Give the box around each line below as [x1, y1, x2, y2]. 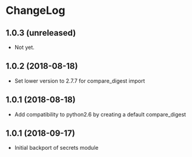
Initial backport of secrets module [14, 144, 99, 152]
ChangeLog [5, 4, 65, 18]
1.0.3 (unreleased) [5, 28, 76, 38]
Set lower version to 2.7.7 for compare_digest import [14, 77, 145, 85]
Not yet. [14, 43, 35, 51]
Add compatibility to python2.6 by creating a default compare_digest [14, 111, 186, 118]
